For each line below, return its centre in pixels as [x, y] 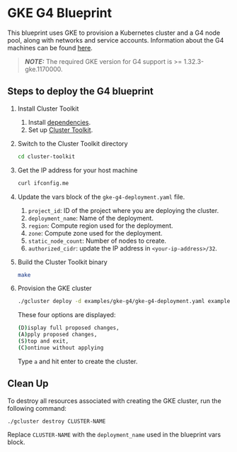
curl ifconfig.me [43, 183]
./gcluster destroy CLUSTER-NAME [57, 421]
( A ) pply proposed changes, [57, 335]
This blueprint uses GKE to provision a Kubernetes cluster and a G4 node [114, 33]
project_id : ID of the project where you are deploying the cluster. [123, 210]
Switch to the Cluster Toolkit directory [73, 143]
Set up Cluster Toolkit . [60, 130]
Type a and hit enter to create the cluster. [77, 361]
